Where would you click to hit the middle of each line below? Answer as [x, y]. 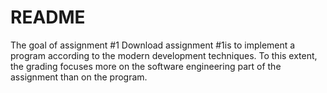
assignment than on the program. [79, 77]
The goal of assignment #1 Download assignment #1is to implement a [153, 45]
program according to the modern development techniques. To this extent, [164, 55]
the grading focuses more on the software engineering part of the [146, 66]
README [48, 17]
